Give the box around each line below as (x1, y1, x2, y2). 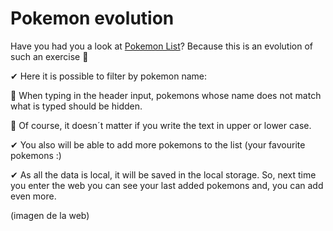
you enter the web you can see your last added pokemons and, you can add (10, 179, 324, 191)
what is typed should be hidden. (10, 100, 143, 112)
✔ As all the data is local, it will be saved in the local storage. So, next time (10, 168, 317, 181)
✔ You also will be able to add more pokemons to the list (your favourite (10, 138, 306, 151)
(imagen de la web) (10, 209, 90, 221)
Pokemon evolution (10, 7, 175, 30)
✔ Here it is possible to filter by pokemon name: (10, 70, 208, 82)
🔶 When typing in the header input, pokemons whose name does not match (10, 89, 322, 101)
